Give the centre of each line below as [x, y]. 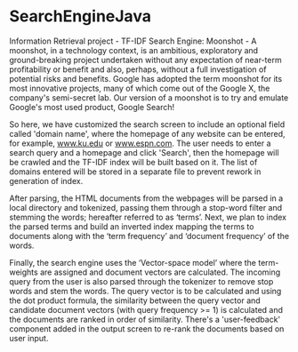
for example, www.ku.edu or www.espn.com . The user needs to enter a [140, 143]
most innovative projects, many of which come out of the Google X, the [140, 88]
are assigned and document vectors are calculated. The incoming [160, 272]
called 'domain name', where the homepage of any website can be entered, [148, 133]
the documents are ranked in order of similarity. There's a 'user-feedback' [145, 319]
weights [24, 272]
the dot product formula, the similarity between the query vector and [135, 300]
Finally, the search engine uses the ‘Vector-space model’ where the [133, 262]
